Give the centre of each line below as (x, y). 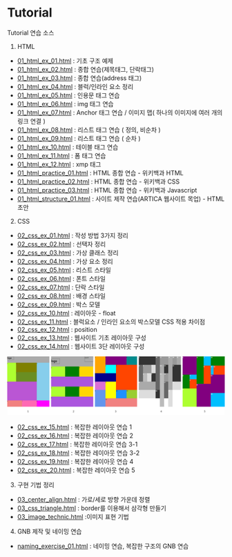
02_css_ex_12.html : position (57, 329)
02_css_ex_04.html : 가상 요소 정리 (65, 261)
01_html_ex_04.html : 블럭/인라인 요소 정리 (75, 86)
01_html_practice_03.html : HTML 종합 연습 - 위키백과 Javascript (107, 190)
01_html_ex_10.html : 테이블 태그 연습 (68, 147)
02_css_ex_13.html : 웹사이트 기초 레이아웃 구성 (81, 338)
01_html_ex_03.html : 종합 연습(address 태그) (79, 78)
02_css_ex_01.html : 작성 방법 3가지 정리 (73, 235)
